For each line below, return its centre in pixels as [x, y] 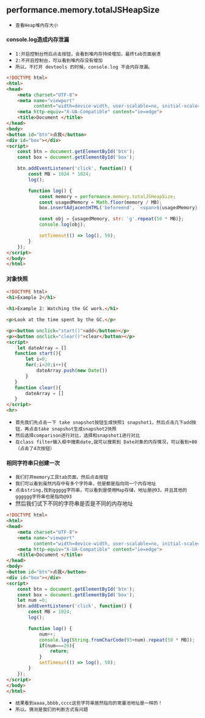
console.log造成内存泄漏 [38, 40]
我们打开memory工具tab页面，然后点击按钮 [62, 477]
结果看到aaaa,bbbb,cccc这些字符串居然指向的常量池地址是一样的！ [89, 703]
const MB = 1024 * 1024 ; [60, 174]
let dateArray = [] [42, 348]
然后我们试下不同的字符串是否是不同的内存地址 [74, 503]
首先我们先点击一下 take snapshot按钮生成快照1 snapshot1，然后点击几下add [103, 423]
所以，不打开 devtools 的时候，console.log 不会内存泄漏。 [84, 67]
